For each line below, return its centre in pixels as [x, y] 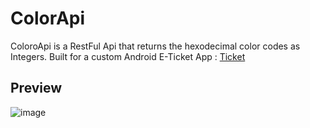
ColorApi [48, 18]
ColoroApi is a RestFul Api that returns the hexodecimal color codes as [155, 46]
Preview [36, 88]
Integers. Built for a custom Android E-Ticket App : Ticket [128, 56]
